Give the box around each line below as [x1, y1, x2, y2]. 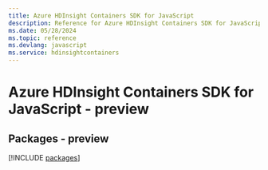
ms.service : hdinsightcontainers [8, 49, 120, 57]
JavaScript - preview [8, 101, 150, 118]
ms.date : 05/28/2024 [8, 26, 77, 34]
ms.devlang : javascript [8, 42, 88, 49]
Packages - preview [8, 132, 109, 145]
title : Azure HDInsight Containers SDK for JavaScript [8, 11, 195, 20]
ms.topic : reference [8, 34, 77, 42]
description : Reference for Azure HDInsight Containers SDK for [8, 19, 227, 27]
